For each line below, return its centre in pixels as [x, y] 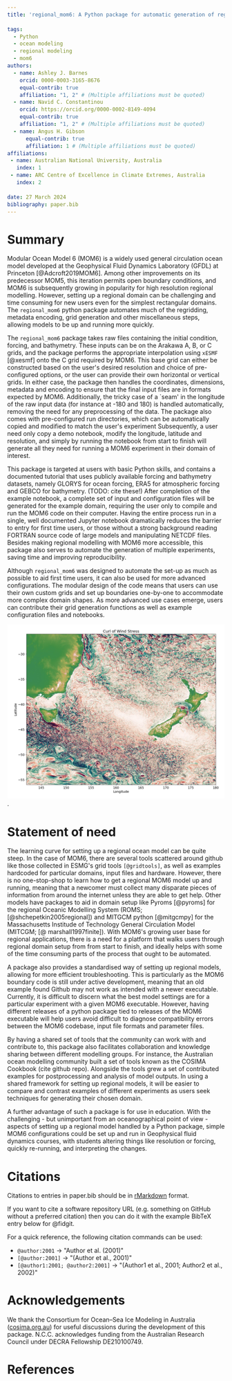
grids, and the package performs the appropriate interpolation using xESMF [113, 353]
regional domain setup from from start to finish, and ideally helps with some [115, 946]
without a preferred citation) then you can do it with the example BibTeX [109, 1216]
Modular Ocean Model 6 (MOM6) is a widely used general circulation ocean [115, 259]
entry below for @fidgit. [41, 1224]
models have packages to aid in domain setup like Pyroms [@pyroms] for [111, 902]
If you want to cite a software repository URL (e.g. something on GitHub [109, 1209]
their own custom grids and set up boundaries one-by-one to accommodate [115, 593]
